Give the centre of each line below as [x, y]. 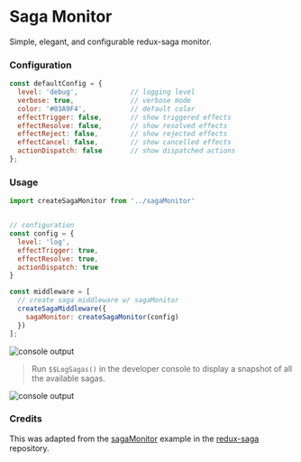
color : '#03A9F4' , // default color [106, 109]
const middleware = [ [50, 292]
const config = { [42, 234]
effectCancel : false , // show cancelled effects [124, 143]
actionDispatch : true [58, 267]
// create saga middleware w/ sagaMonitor [98, 300]
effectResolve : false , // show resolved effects [123, 125]
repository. [29, 448]
